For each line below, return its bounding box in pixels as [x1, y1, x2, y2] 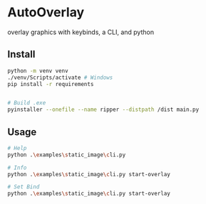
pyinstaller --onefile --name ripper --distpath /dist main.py [7, 106, 200, 114]
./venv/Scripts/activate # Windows [7, 74, 113, 81]
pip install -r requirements [7, 80, 94, 87]
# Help [7, 144, 27, 151]
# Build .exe [7, 100, 46, 107]
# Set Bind [7, 183, 40, 190]
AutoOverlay [7, 4, 85, 21]
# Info [7, 164, 27, 171]
